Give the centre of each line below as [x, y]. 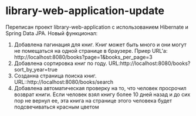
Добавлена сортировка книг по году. [60, 63]
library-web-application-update [85, 11]
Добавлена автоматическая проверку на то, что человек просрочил [100, 88]
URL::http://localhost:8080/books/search [64, 82]
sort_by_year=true [36, 69]
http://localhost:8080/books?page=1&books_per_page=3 [83, 57]
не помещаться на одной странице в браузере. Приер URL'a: [91, 50]
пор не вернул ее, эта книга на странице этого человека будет [93, 100]
